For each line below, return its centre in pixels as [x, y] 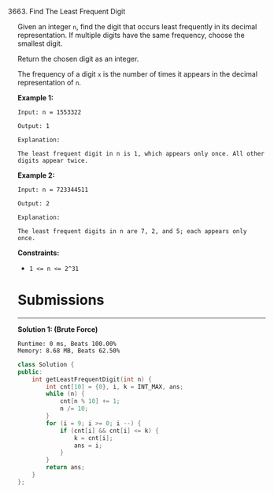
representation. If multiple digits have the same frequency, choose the [131, 35]
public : [30, 372]
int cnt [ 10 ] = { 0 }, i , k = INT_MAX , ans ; [115, 386]
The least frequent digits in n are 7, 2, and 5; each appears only [132, 231]
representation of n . [50, 83]
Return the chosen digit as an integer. [78, 59]
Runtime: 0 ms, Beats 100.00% [67, 344]
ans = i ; [88, 446]
